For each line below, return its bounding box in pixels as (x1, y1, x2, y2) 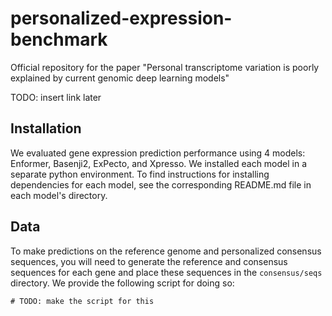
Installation (10, 120, 82, 137)
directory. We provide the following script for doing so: (10, 277, 235, 289)
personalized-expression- (10, 7, 233, 30)
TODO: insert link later (10, 91, 102, 103)
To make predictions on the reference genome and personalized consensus (10, 245, 322, 257)
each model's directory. (10, 189, 108, 201)
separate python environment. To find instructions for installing (10, 168, 270, 180)
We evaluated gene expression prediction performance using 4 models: (10, 147, 306, 159)
